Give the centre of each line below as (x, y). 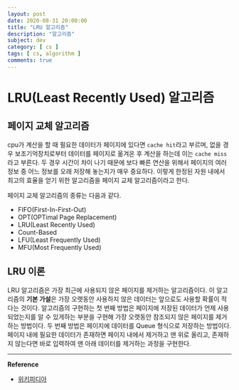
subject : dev (27, 41)
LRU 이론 (26, 272)
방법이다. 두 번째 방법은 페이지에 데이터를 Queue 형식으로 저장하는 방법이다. (126, 325)
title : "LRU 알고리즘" (38, 27)
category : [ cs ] (33, 47)
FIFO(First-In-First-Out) (52, 209)
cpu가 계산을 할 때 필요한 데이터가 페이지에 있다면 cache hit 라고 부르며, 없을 (115, 144)
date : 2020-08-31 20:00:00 (47, 21)
